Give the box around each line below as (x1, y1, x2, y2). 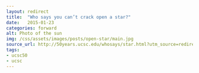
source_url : (6, 42, 36, 48)
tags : (6, 47, 20, 53)
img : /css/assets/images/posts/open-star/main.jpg (6, 36, 134, 42)
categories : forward (6, 25, 57, 31)
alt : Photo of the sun (6, 31, 62, 36)
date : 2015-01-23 (6, 19, 54, 25)
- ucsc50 (6, 52, 28, 58)
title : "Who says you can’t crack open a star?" (6, 14, 131, 20)
